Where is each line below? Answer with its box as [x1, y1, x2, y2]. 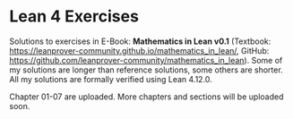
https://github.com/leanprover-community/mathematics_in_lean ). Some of [9, 55, 283, 65]
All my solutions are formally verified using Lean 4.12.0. [9, 73, 212, 84]
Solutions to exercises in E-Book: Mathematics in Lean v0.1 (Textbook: [9, 36, 271, 47]
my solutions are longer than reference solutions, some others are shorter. [9, 64, 284, 75]
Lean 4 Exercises [9, 6, 139, 27]
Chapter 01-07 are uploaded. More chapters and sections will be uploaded [9, 91, 284, 102]
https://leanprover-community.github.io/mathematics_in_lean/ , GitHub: [9, 45, 270, 55]
